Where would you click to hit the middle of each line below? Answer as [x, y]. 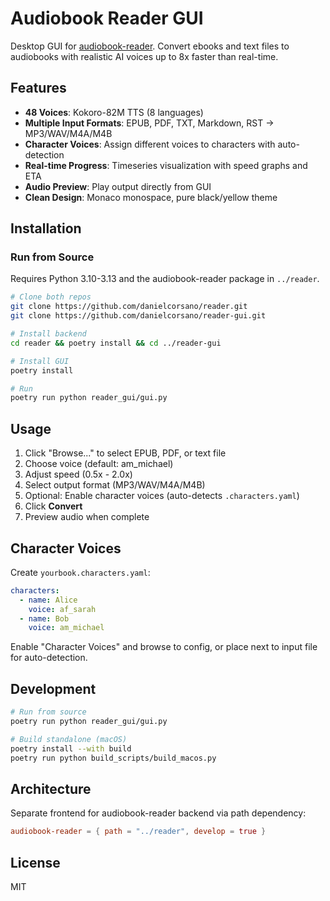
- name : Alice [48, 600]
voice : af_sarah [62, 609]
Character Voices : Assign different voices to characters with [150, 144]
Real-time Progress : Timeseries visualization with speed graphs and [166, 165]
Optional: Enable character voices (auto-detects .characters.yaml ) [162, 496]
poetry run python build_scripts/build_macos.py [113, 758]
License [35, 862]
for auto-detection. [49, 658]
